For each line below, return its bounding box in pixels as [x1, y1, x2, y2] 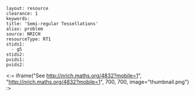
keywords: [6, 16, 31, 22]
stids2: [6, 52, 25, 57]
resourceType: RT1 [6, 36, 51, 42]
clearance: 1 [6, 11, 38, 16]
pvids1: [6, 57, 25, 63]
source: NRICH [6, 31, 41, 37]
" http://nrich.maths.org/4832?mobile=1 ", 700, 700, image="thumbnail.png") [6, 78, 190, 85]
